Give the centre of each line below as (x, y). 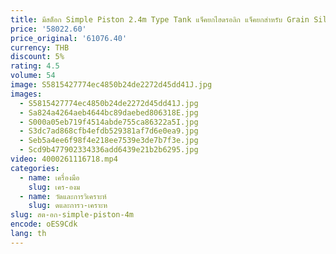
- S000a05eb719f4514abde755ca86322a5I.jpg (109, 122)
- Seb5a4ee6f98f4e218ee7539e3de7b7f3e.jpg (109, 141)
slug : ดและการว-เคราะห (68, 206)
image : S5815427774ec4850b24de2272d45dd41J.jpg (111, 85)
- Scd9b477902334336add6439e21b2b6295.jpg (109, 150)
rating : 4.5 (35, 66)
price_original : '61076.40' (69, 38)
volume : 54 (33, 76)
